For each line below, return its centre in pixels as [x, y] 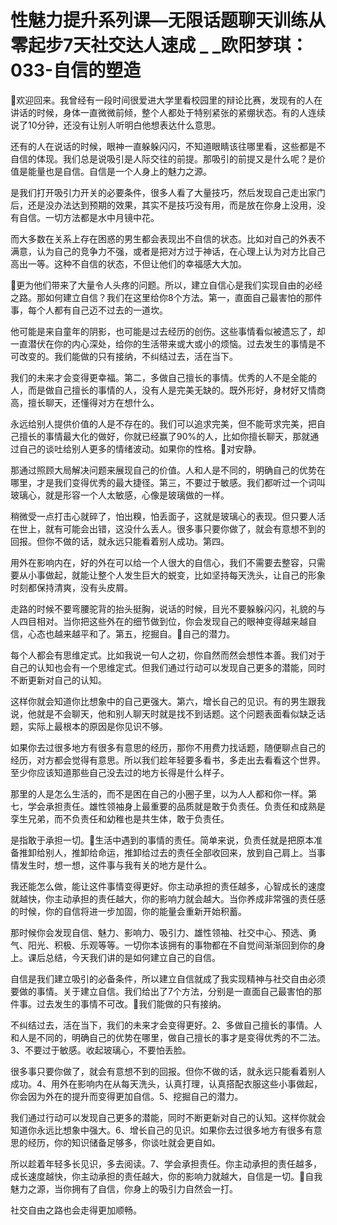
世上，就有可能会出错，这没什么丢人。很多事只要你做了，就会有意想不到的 [172, 528]
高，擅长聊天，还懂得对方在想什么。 [85, 402]
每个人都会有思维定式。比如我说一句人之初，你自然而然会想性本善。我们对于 [168, 655]
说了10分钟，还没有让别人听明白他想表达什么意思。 [116, 125]
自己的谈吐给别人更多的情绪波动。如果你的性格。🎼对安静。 [140, 448]
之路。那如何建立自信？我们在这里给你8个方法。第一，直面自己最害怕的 [157, 297]
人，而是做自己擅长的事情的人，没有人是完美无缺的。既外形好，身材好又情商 [168, 390]
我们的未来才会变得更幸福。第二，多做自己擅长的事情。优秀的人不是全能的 [163, 377]
